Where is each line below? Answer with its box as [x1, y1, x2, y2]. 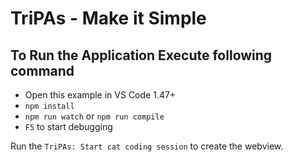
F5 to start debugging [24, 121, 113, 132]
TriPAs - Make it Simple [10, 7, 207, 30]
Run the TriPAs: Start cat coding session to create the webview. [10, 140, 284, 152]
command [10, 62, 75, 79]
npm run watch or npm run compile [24, 110, 165, 122]
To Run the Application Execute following [10, 47, 273, 64]
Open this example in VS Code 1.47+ [24, 89, 177, 101]
